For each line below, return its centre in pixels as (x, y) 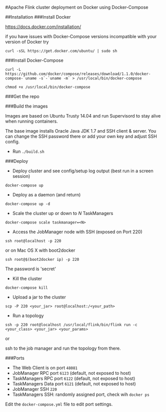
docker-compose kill (27, 288)
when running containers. (32, 121)
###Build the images (26, 106)
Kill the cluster (27, 279)
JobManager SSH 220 (35, 389)
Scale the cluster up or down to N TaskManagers (63, 213)
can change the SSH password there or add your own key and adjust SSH (81, 136)
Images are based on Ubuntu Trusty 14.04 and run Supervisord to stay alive (83, 116)
